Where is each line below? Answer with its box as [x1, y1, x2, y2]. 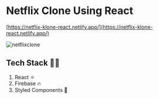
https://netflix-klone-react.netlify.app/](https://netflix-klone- [8, 23, 153, 30]
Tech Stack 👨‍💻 [6, 58, 60, 68]
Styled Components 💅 [14, 86, 68, 93]
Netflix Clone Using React [6, 4, 134, 18]
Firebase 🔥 [14, 80, 41, 87]
